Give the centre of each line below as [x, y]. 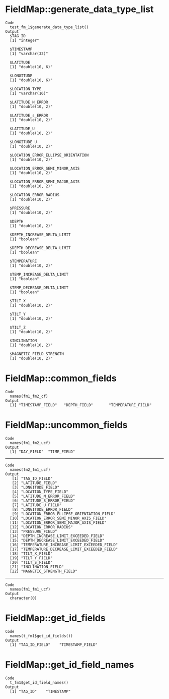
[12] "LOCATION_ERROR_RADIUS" [41, 527]
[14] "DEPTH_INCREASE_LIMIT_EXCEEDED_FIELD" [57, 536]
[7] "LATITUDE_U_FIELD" [37, 505]
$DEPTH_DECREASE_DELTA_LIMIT [40, 248]
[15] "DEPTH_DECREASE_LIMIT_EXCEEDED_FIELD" [57, 540]
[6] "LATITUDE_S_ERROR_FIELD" [44, 501]
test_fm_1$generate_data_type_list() [49, 27]
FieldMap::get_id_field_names [70, 664]
